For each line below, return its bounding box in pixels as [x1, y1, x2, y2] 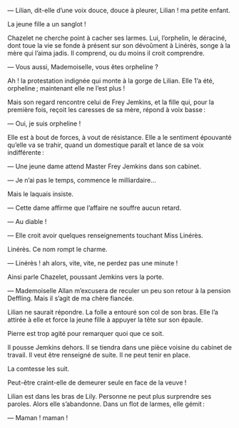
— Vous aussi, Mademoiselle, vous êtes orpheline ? [7, 63, 158, 71]
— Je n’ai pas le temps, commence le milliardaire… [7, 176, 157, 184]
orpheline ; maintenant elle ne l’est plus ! [7, 84, 126, 92]
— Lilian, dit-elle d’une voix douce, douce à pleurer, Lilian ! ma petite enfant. [7, 6, 230, 14]
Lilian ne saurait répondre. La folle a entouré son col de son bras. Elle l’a [7, 308, 219, 316]
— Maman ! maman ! [7, 414, 68, 422]
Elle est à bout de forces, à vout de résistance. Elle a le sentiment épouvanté [7, 133, 232, 141]
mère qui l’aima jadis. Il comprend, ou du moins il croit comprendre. [7, 49, 205, 57]
